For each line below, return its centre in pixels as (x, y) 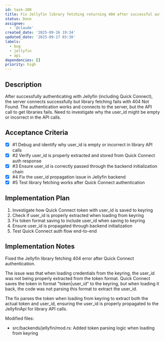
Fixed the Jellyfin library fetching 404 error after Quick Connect (69, 258)
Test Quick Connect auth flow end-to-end (55, 231)
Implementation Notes (40, 247)
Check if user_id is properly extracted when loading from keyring (78, 215)
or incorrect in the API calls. (33, 117)
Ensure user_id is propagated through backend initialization (72, 226)
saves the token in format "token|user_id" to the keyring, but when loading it (82, 283)
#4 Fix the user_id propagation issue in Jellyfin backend (69, 177)
